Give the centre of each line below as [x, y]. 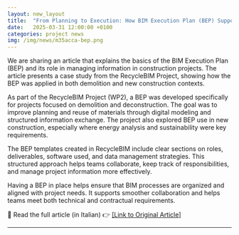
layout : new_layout [36, 14]
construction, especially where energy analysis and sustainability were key [117, 127]
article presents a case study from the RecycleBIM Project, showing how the [119, 76]
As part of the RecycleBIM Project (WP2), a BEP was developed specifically [118, 98]
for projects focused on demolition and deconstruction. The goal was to [112, 105]
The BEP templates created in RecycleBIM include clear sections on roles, [116, 149]
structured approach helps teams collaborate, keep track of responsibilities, [118, 164]
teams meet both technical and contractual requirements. [91, 201]
